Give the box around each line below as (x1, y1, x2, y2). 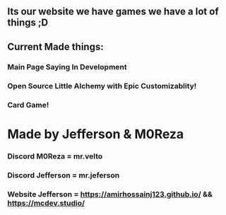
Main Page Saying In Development (7, 62, 127, 71)
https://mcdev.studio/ (7, 198, 85, 208)
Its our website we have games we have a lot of (7, 6, 219, 18)
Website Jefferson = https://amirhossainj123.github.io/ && (7, 189, 213, 199)
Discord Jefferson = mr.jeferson (7, 170, 120, 180)
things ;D (7, 17, 48, 29)
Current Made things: (7, 40, 104, 52)
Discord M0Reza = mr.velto (7, 151, 103, 161)
